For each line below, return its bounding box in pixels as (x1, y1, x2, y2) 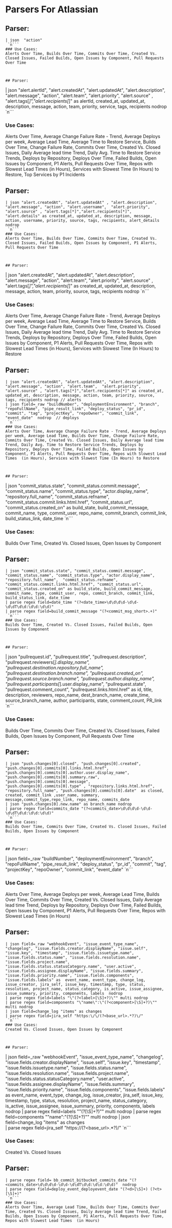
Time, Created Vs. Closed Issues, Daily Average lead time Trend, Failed (5, 1209, 167, 1214)
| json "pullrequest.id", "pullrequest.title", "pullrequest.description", (5, 654, 147, 660)
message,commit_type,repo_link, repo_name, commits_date (5, 797, 130, 802)
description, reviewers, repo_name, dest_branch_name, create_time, (5, 692, 150, 698)
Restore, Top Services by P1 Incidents (5, 171, 85, 178)
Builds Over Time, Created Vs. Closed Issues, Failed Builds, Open (5, 622, 153, 627)
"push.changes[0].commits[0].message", (5, 779, 91, 784)
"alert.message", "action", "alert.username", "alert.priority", (5, 204, 150, 210)
